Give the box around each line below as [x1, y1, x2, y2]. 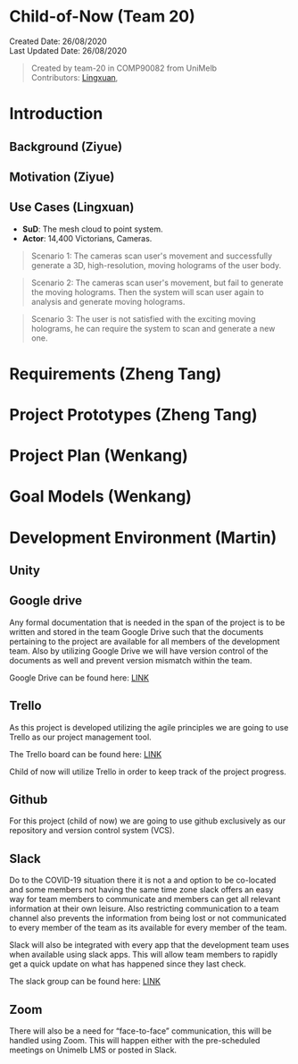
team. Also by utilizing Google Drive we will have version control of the [9, 646, 269, 656]
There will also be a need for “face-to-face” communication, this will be [9, 1026, 272, 1036]
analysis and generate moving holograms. [30, 296, 186, 307]
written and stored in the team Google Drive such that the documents [9, 626, 264, 637]
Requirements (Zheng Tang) [9, 364, 222, 384]
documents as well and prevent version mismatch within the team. [9, 654, 252, 665]
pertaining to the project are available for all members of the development [9, 636, 280, 646]
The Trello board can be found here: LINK [9, 748, 162, 759]
